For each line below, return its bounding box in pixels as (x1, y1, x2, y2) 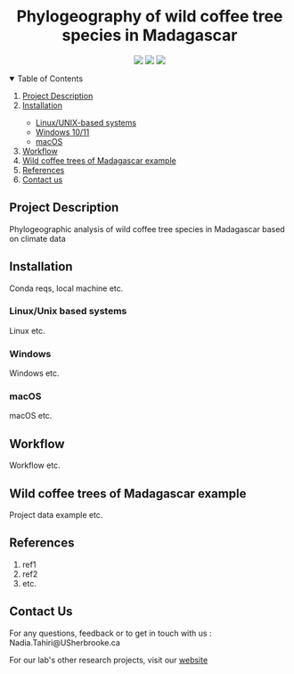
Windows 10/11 (35, 127, 90, 137)
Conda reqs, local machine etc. (9, 283, 124, 294)
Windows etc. (9, 368, 60, 379)
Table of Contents (17, 73, 83, 84)
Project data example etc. (9, 510, 103, 520)
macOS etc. (9, 411, 53, 421)
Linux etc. (9, 325, 46, 336)
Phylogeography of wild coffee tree (16, 6, 283, 27)
